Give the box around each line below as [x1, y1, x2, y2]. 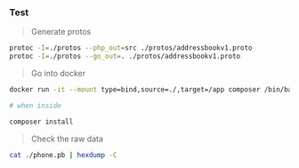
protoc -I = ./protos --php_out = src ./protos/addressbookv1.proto [9, 44, 253, 52]
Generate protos [30, 27, 92, 37]
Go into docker [30, 68, 86, 79]
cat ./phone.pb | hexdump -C [9, 150, 117, 159]
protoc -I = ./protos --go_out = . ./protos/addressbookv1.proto [9, 52, 241, 61]
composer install [9, 117, 74, 126]
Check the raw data [30, 133, 104, 144]
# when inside [9, 100, 62, 110]
